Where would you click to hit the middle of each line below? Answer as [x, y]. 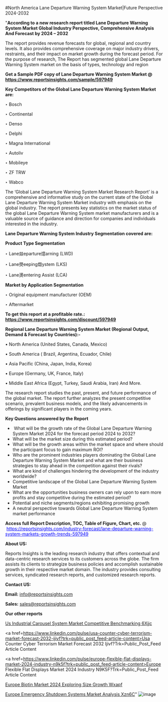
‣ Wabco [14, 182]
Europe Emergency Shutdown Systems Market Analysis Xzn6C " [71, 694]
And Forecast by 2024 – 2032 [37, 33]
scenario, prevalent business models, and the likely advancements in [76, 403]
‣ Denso [14, 124]
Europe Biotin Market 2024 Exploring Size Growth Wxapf [64, 684]
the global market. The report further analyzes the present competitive [78, 398]
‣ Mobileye [17, 163]
